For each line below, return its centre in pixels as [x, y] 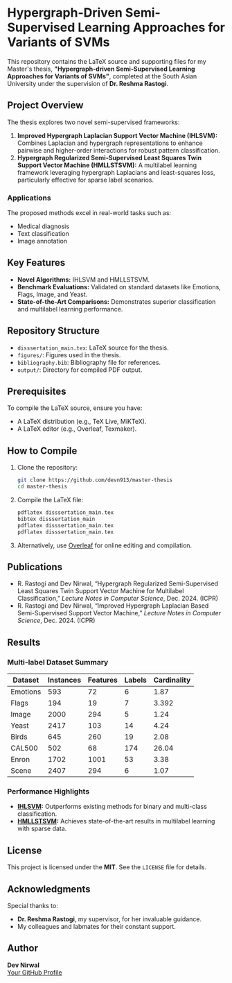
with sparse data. [42, 829]
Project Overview [45, 105]
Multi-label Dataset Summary [58, 662]
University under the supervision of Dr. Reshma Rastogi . [88, 83]
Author [23, 948]
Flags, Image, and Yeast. [52, 294]
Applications [29, 198]
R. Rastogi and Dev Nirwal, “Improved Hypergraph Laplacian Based [113, 606]
